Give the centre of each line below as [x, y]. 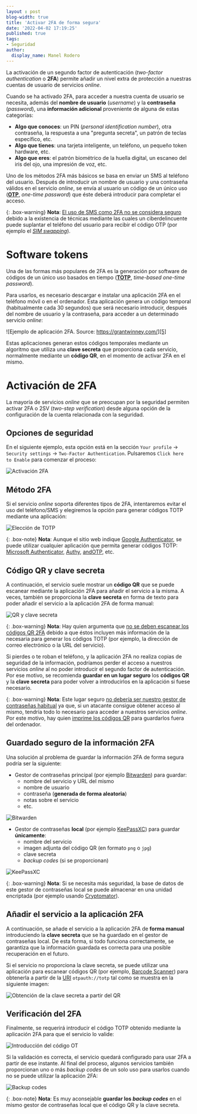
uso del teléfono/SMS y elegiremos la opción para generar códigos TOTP [95, 510]
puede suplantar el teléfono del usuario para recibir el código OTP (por [92, 224]
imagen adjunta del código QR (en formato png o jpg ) [87, 848]
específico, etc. [34, 139]
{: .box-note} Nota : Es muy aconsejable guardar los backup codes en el [94, 1099]
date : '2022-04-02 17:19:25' [42, 28]
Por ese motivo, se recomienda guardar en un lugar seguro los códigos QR [98, 675]
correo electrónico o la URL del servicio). [56, 645]
